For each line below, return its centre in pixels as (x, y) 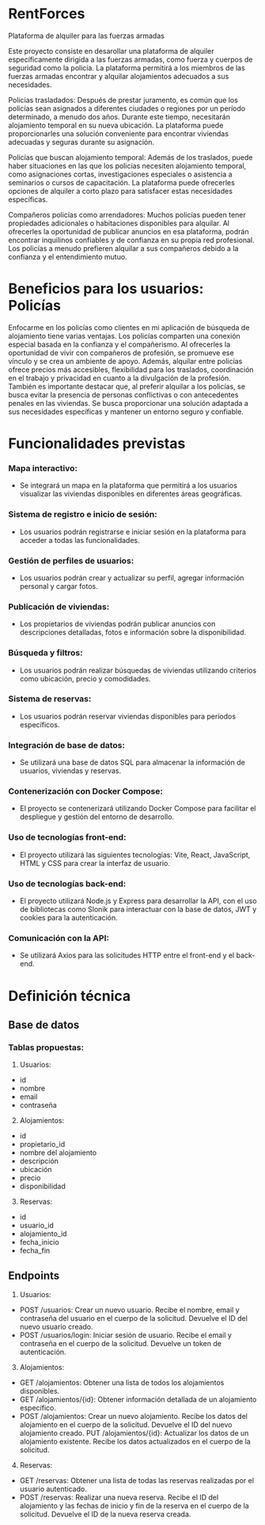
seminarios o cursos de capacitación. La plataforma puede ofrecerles (121, 182)
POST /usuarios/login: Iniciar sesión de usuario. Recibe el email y (125, 1335)
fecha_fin (35, 1250)
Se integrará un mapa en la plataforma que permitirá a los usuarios (128, 486)
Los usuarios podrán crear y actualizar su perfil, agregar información (132, 578)
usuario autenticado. (53, 1489)
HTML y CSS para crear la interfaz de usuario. (95, 863)
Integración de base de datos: (66, 745)
